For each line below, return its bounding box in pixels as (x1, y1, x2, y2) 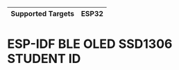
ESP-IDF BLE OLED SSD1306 (7, 36, 173, 52)
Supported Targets (10, 9, 75, 18)
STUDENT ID (7, 51, 81, 67)
